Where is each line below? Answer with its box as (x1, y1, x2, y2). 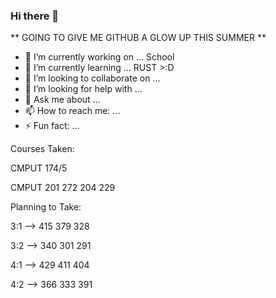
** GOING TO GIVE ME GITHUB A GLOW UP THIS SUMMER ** (10, 32, 267, 44)
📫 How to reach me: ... (24, 105, 121, 117)
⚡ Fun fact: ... (24, 120, 80, 132)
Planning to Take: (10, 201, 82, 213)
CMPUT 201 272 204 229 (10, 182, 116, 194)
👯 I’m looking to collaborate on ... (24, 72, 161, 84)
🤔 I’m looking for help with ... (24, 83, 143, 95)
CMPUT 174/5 (10, 162, 68, 174)
